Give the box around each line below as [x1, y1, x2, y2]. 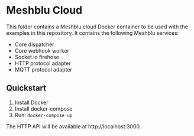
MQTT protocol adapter [14, 66, 73, 73]
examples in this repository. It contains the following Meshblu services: [6, 29, 179, 36]
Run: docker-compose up [14, 111, 73, 118]
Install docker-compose [14, 105, 73, 112]
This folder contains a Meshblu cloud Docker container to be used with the [6, 23, 188, 30]
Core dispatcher [14, 41, 54, 48]
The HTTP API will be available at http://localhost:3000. [6, 122, 141, 130]
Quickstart [6, 83, 47, 93]
